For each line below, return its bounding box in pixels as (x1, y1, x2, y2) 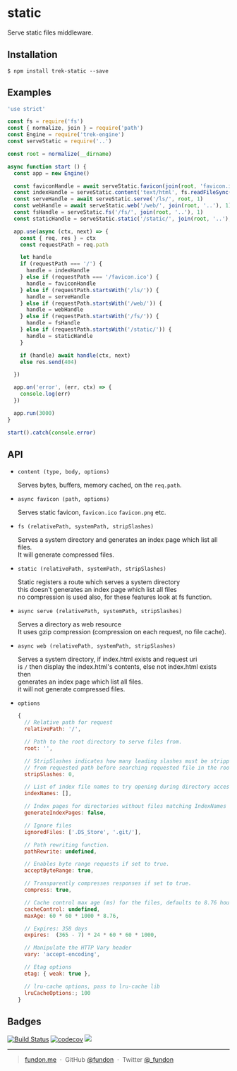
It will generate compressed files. (17, 550, 115, 559)
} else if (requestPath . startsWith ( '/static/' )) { (20, 326, 172, 333)
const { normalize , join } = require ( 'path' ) (7, 125, 143, 132)
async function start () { (7, 163, 87, 170)
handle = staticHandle (25, 332, 93, 339)
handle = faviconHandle (25, 280, 97, 287)
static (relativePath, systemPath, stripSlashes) (17, 566, 167, 573)
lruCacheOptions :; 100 (24, 989, 91, 996)
